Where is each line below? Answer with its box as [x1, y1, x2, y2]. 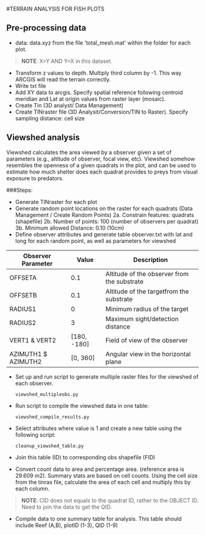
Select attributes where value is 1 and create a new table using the [15, 424, 182, 432]
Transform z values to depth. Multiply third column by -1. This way [15, 69, 182, 76]
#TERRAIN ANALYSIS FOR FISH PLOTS [6, 5, 105, 12]
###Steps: [6, 186, 33, 194]
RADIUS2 [9, 318, 37, 327]
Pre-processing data [6, 23, 87, 33]
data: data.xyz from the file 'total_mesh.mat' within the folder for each [15, 39, 191, 46]
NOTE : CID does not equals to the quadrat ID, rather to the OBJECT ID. [21, 497, 199, 504]
